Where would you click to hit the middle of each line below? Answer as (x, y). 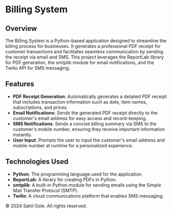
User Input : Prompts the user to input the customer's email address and (89, 140)
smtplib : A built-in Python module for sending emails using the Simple (87, 185)
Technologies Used (37, 162)
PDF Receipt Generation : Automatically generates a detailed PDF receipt (90, 96)
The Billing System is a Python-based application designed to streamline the (86, 41)
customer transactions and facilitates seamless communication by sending (84, 52)
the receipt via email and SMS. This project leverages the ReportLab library (85, 57)
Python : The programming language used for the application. (78, 174)
